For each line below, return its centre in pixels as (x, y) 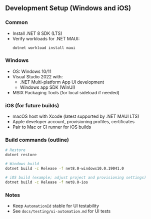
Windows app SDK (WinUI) (47, 87)
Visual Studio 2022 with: (37, 76)
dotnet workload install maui (44, 48)
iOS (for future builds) (32, 105)
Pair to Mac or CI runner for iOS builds (52, 127)
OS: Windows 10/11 (32, 71)
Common (17, 22)
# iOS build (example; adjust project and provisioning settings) (76, 177)
